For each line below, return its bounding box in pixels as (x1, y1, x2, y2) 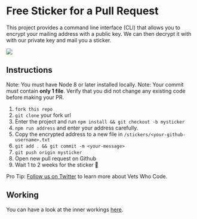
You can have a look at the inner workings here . (6, 206, 124, 213)
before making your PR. (6, 94, 64, 101)
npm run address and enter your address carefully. (14, 124, 138, 131)
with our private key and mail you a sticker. (6, 36, 112, 44)
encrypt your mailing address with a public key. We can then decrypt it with (6, 30, 192, 37)
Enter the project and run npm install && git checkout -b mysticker (14, 118, 185, 125)
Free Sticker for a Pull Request (6, 4, 159, 18)
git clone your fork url (14, 112, 72, 119)
